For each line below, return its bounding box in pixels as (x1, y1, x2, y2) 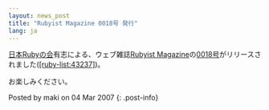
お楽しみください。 (8, 77, 72, 87)
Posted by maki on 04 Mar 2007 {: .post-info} (8, 93, 159, 103)
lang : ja (8, 26, 38, 35)
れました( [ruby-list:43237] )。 (8, 59, 105, 69)
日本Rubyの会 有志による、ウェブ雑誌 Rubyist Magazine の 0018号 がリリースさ (8, 50, 262, 59)
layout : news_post (8, 11, 70, 20)
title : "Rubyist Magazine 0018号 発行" (8, 19, 138, 27)
